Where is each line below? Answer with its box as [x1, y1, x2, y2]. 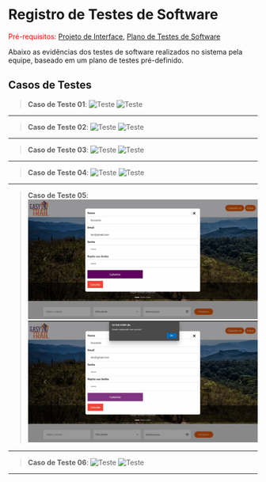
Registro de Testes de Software [8, 6, 218, 24]
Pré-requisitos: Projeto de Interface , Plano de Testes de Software [8, 32, 221, 41]
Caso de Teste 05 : [27, 190, 89, 199]
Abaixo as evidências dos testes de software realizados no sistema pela [8, 47, 243, 56]
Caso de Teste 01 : [27, 99, 88, 108]
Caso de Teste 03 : [27, 145, 89, 154]
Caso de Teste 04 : [27, 168, 89, 177]
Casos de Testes [8, 78, 93, 92]
